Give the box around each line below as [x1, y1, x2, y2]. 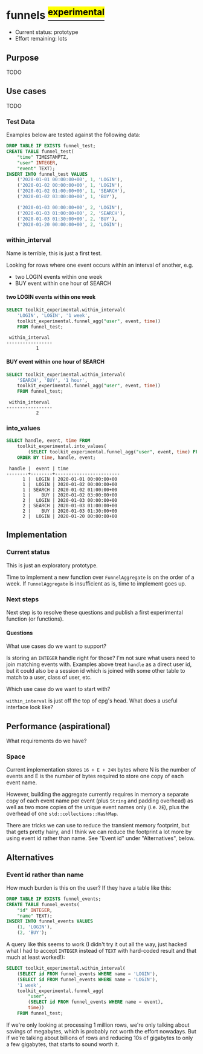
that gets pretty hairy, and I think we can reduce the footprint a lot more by [6, 828, 192, 836]
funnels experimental [6, 6, 105, 22]
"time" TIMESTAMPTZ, [17, 154, 69, 160]
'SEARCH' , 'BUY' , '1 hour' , [17, 377, 88, 383]
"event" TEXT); [17, 165, 56, 172]
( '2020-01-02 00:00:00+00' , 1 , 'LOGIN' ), [17, 182, 123, 188]
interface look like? [6, 704, 53, 711]
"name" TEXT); [17, 913, 53, 919]
